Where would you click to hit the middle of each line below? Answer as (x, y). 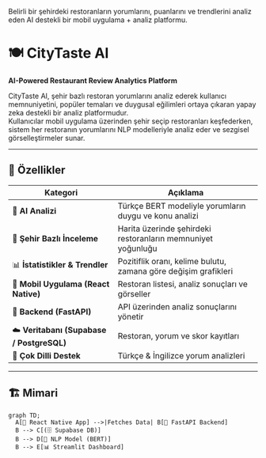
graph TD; (25, 415)
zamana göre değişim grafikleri (175, 271)
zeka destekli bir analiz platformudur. (68, 112)
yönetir (131, 316)
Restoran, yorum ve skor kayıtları (179, 336)
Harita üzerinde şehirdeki (164, 229)
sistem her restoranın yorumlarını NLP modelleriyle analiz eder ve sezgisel (129, 129)
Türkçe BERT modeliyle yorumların (182, 206)
